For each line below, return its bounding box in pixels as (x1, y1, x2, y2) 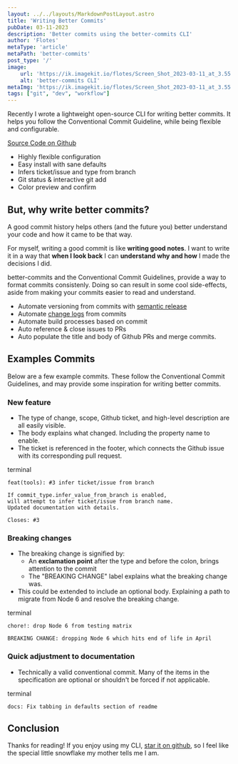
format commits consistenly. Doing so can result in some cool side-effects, (7, 280, 227, 289)
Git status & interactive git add (17, 176, 107, 184)
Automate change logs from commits (17, 309, 127, 318)
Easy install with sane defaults (17, 160, 107, 169)
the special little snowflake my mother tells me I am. (7, 749, 159, 758)
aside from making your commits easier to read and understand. (7, 288, 196, 296)
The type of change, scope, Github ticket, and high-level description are (17, 413, 230, 422)
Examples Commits (7, 353, 95, 365)
